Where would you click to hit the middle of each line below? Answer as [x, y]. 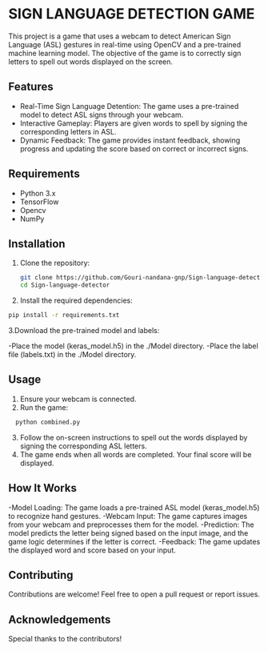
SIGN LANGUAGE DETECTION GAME [132, 14]
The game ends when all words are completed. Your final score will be [136, 454]
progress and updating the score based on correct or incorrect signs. [134, 148]
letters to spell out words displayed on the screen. [91, 62]
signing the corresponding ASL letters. [83, 446]
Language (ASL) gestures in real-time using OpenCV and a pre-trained [125, 44]
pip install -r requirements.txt [64, 315]
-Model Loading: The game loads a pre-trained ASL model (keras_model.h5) [134, 507]
